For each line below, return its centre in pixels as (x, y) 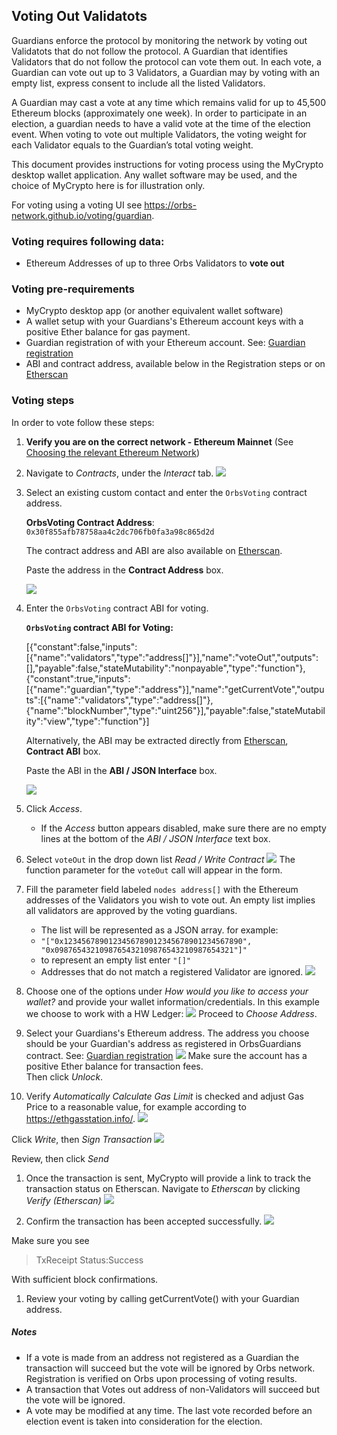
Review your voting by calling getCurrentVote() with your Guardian (162, 1298)
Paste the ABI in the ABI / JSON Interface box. (121, 770)
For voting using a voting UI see (77, 205)
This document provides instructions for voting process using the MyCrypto (167, 164)
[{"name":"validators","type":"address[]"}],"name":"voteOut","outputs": (172, 657)
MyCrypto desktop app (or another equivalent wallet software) (154, 311)
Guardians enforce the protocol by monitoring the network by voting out (159, 40)
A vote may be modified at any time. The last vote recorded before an (169, 1410)
